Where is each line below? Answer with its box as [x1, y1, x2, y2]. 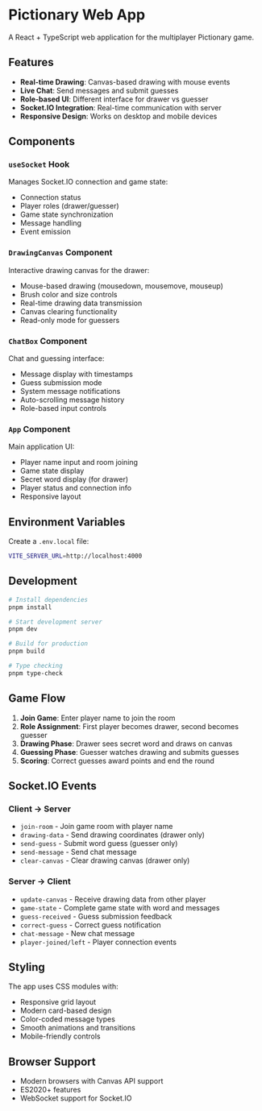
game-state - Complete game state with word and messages [19, 902, 220, 912]
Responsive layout [19, 491, 81, 501]
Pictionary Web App [8, 6, 146, 24]
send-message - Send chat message [19, 848, 137, 857]
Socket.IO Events [8, 779, 97, 793]
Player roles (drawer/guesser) [19, 201, 119, 211]
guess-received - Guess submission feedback [19, 911, 173, 921]
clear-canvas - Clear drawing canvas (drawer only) [19, 856, 190, 865]
